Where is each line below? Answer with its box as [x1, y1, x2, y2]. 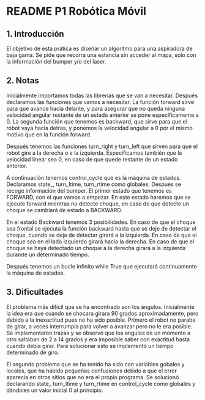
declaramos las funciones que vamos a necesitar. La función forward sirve [6, 98, 195, 105]
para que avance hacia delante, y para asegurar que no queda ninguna [6, 105, 185, 112]
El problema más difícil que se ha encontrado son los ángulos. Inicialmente [6, 303, 195, 310]
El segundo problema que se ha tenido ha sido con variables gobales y [6, 360, 185, 368]
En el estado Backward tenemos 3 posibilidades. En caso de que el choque [6, 218, 196, 226]
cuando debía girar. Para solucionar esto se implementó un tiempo [6, 342, 174, 349]
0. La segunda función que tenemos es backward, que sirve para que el [6, 117, 188, 125]
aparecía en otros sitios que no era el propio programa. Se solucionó [6, 373, 179, 380]
